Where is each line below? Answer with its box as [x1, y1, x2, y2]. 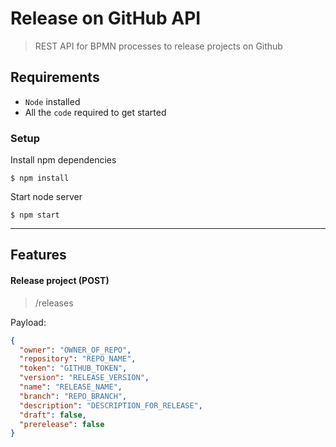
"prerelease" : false [19, 419, 105, 429]
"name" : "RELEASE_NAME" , [19, 382, 123, 392]
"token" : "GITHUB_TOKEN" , [19, 363, 128, 374]
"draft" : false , [19, 410, 87, 420]
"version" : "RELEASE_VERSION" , [19, 373, 150, 383]
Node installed [24, 95, 81, 107]
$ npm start [10, 210, 60, 221]
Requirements [10, 69, 100, 86]
